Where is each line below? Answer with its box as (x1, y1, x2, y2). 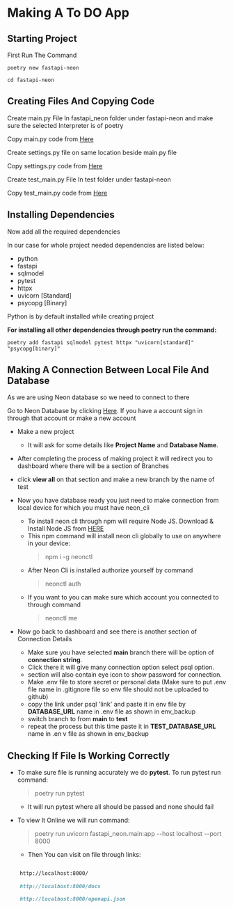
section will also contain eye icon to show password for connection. (27, 670, 223, 679)
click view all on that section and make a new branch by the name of (17, 475, 215, 484)
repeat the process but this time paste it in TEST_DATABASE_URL (27, 722, 216, 731)
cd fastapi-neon (7, 77, 54, 83)
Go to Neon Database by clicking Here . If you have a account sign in (7, 407, 203, 415)
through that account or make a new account (7, 414, 136, 422)
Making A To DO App (7, 5, 130, 21)
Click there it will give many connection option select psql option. (27, 663, 214, 672)
